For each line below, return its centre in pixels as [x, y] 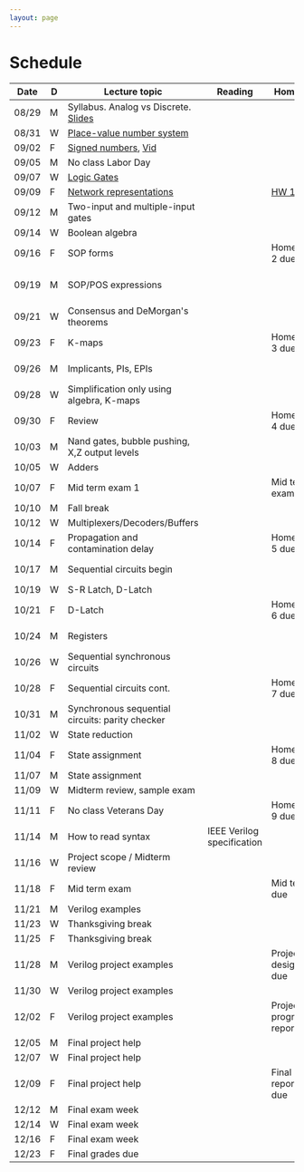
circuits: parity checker [116, 720]
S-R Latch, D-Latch [110, 589]
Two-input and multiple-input [131, 207]
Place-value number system [128, 132]
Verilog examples [104, 909]
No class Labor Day [109, 162]
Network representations [120, 191]
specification [235, 842]
